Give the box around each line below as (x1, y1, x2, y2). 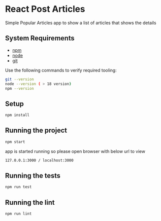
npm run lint (5, 211, 32, 217)
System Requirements (5, 34, 75, 42)
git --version (5, 76, 34, 82)
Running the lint (5, 198, 55, 207)
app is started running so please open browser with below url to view (5, 148, 145, 154)
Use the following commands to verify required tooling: (5, 67, 117, 73)
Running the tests (5, 172, 61, 180)
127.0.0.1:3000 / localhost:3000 (5, 158, 74, 163)
